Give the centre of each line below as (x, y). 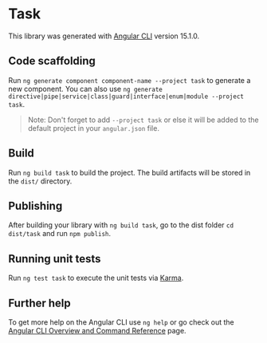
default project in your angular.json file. (93, 128)
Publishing (35, 205)
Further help (40, 303)
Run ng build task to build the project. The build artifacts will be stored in (130, 172)
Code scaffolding (52, 61)
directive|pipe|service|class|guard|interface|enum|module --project (126, 97)
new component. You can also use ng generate (86, 89)
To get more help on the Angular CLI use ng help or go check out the (121, 322)
